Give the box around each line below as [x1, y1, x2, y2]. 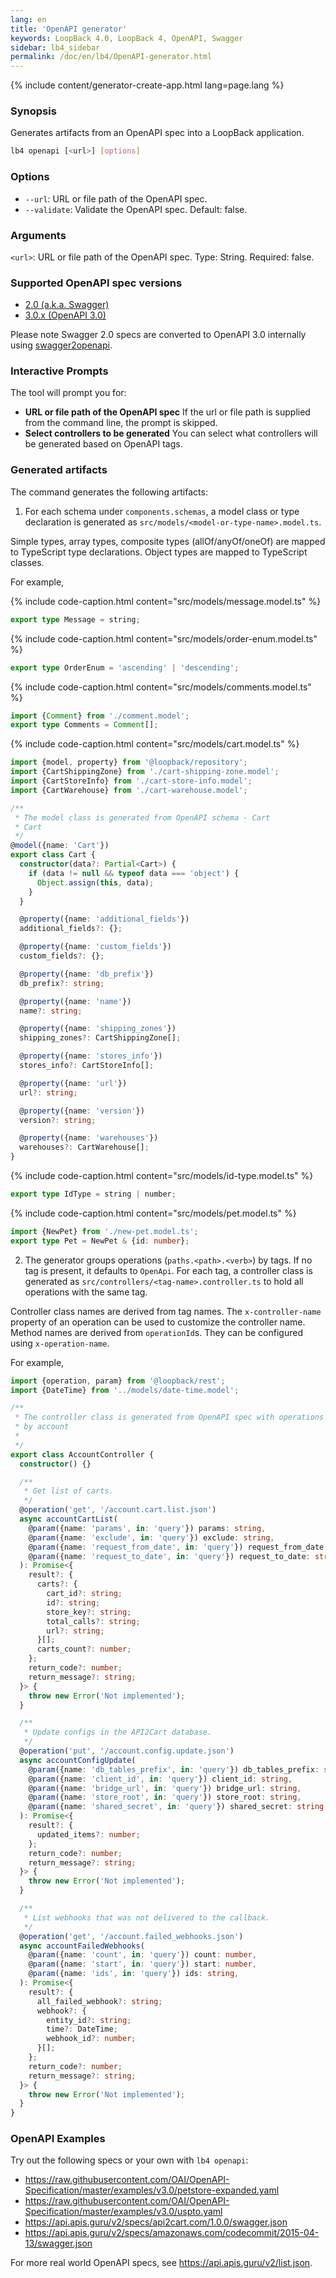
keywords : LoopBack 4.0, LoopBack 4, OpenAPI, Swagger [10, 33, 244, 43]
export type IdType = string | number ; [10, 1189, 177, 1200]
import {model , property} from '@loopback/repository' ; [10, 757, 248, 768]
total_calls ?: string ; [46, 1616, 141, 1626]
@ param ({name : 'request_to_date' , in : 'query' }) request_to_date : [28, 1551, 311, 1561]
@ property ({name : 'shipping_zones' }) [19, 1024, 177, 1034]
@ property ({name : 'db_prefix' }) [19, 969, 155, 979]
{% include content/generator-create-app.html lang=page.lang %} [10, 79, 285, 91]
